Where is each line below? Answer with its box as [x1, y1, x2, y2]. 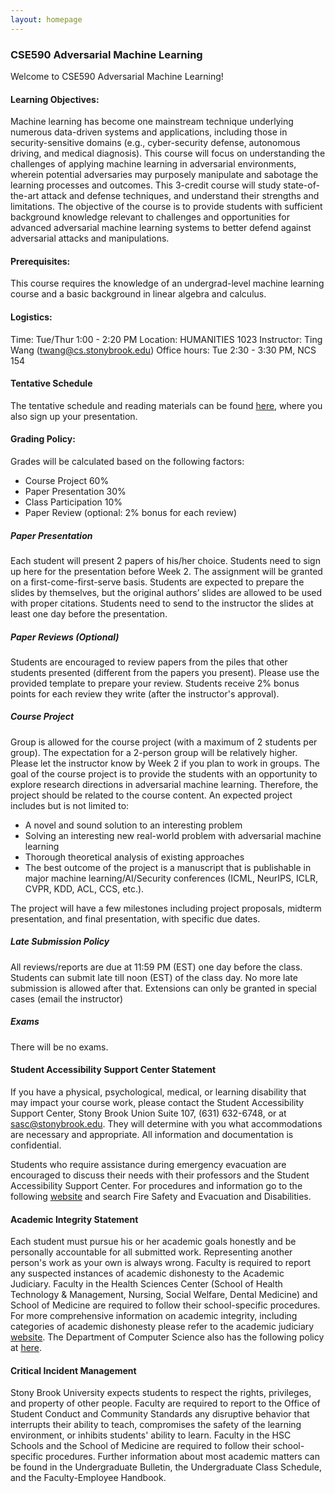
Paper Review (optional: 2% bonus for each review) [24, 506, 238, 518]
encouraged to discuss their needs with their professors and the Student [10, 1169, 310, 1181]
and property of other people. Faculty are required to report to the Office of [10, 1397, 321, 1410]
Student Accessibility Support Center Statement [10, 1064, 217, 1076]
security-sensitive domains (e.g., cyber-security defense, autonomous [10, 137, 301, 149]
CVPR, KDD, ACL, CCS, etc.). [24, 882, 145, 895]
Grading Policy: [10, 433, 76, 445]
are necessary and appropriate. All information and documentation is [10, 1128, 294, 1140]
